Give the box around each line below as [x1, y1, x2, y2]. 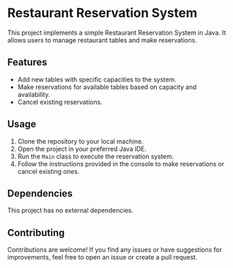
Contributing [7, 226, 65, 238]
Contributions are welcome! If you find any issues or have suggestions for [7, 245, 222, 254]
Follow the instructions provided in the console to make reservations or [17, 159, 225, 168]
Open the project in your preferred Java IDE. [17, 144, 147, 153]
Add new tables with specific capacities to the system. [17, 75, 177, 83]
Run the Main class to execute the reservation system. [17, 152, 174, 161]
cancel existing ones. [17, 167, 80, 175]
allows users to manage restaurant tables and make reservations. [7, 35, 198, 44]
